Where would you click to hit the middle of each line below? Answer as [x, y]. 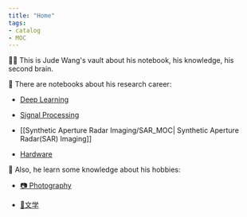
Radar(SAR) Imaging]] [56, 139]
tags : [17, 23]
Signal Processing [49, 115]
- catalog [25, 30]
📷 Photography [45, 186]
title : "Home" [32, 15]
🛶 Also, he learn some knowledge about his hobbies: [94, 170]
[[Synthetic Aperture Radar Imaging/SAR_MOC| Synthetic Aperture [129, 130]
